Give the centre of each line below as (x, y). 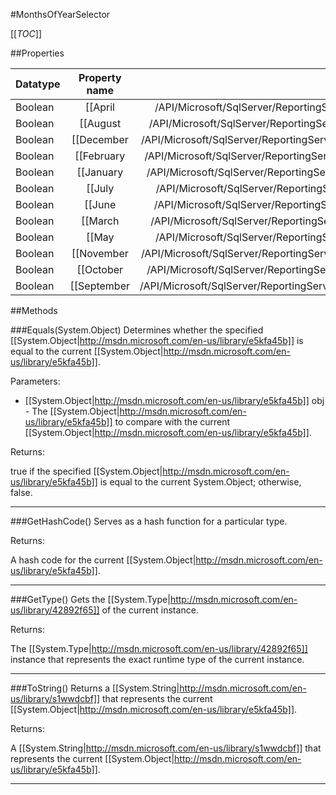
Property (100, 77)
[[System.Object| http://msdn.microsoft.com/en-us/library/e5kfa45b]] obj (174, 400)
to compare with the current (172, 422)
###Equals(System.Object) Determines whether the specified (137, 330)
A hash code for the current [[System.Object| (103, 560)
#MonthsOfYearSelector (60, 14)
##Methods (34, 310)
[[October (100, 269)
